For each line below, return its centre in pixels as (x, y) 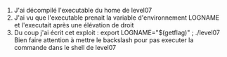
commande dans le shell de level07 (65, 47)
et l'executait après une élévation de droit (74, 25)
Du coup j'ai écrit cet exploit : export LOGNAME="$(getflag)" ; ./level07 (117, 32)
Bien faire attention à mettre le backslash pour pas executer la (104, 40)
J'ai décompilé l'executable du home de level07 (83, 10)
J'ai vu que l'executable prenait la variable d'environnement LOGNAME (117, 18)
